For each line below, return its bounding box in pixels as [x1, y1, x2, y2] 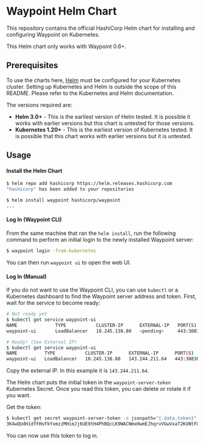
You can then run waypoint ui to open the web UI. [6, 259, 132, 266]
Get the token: [6, 404, 42, 411]
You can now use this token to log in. [6, 432, 98, 439]
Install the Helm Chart [6, 167, 63, 174]
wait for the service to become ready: [6, 300, 100, 307]
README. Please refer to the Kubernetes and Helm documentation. [6, 89, 174, 97]
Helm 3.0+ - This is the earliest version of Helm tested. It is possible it [15, 113, 191, 120]
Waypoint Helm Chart [6, 4, 117, 18]
